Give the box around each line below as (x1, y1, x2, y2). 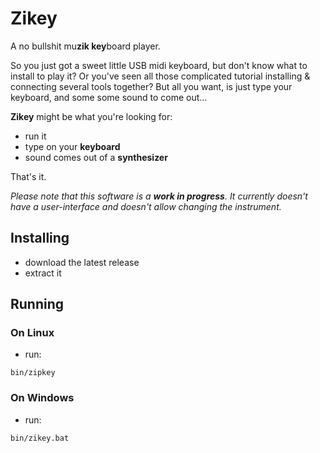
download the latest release (24, 256, 140, 268)
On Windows (10, 391, 75, 405)
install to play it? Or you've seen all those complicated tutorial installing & (10, 70, 311, 82)
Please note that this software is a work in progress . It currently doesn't (10, 190, 308, 202)
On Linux (10, 326, 55, 340)
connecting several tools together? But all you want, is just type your (10, 80, 293, 92)
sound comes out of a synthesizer (24, 151, 168, 163)
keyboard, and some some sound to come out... (10, 91, 208, 103)
